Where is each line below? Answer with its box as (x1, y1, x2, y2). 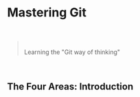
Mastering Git (7, 5, 87, 20)
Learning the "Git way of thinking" (23, 48, 121, 56)
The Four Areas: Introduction (7, 81, 134, 93)
